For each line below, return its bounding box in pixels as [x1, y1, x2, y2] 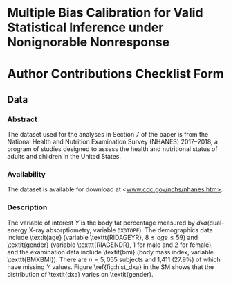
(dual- [207, 218, 225, 227]
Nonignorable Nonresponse [7, 35, 170, 50]
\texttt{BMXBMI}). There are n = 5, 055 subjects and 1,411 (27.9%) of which [7, 255, 221, 264]
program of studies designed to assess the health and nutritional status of [7, 145, 218, 153]
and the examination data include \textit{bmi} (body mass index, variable [7, 248, 214, 256]
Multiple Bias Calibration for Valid [7, 5, 203, 21]
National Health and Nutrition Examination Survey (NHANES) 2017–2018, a [7, 137, 218, 146]
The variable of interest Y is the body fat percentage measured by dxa [7, 218, 207, 227]
